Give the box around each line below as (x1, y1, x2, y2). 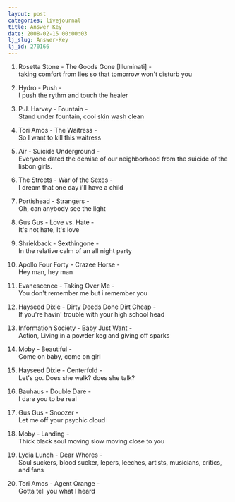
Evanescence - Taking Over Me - (18, 281, 115, 290)
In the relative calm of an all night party (18, 247, 133, 255)
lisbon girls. (18, 162, 52, 170)
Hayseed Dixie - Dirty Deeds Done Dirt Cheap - (18, 302, 156, 311)
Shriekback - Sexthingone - (18, 239, 100, 247)
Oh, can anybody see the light (18, 204, 107, 212)
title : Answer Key (8, 23, 62, 30)
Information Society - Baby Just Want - (18, 324, 133, 332)
